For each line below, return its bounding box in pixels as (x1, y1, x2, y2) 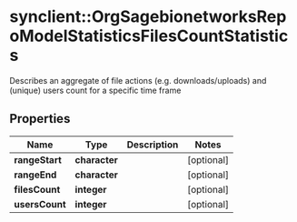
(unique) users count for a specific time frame (9, 85, 182, 96)
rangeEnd (14, 168, 57, 181)
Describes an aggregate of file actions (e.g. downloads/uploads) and (9, 75, 267, 86)
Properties (9, 111, 71, 126)
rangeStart (14, 153, 62, 166)
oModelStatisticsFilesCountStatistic (9, 25, 289, 46)
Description (126, 138, 179, 151)
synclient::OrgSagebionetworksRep (9, 6, 287, 27)
